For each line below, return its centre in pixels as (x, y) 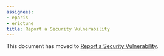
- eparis (17, 18)
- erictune (20, 23)
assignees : (20, 12)
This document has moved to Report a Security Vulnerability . (82, 46)
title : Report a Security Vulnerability (58, 29)
